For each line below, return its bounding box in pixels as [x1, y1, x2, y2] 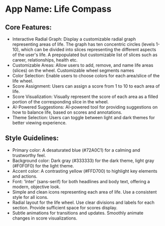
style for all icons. [12, 194, 48, 200]
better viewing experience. [12, 120, 67, 126]
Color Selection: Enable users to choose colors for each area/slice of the [12, 73, 160, 78]
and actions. [12, 173, 38, 179]
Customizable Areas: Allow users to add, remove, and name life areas [12, 63, 154, 68]
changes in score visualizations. [12, 215, 78, 221]
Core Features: [5, 23, 52, 32]
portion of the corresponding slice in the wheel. [12, 99, 109, 104]
